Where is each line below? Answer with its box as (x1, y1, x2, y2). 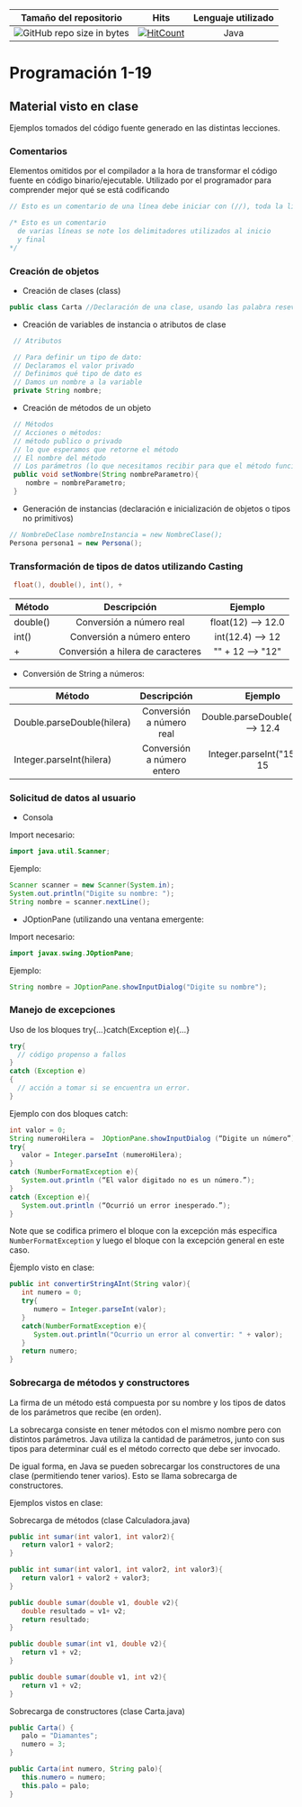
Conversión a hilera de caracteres (58, 644, 202, 657)
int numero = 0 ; (21, 1288, 83, 1297)
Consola (22, 812, 54, 823)
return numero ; (21, 1346, 78, 1355)
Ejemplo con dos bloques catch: (9, 1108, 129, 1118)
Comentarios (9, 144, 67, 157)
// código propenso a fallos (17, 1050, 127, 1059)
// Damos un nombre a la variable (13, 378, 143, 387)
